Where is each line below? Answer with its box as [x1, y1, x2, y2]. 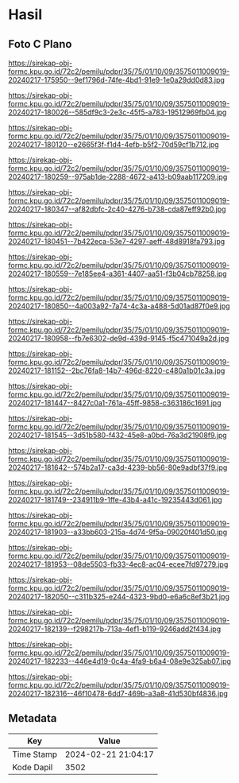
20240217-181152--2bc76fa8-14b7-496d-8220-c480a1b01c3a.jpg [8, 366, 226, 375]
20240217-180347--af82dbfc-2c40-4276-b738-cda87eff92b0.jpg [8, 204, 226, 214]
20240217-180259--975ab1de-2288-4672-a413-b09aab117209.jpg [8, 172, 228, 181]
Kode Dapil [12, 762, 53, 773]
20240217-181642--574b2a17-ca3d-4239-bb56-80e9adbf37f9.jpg [8, 463, 228, 472]
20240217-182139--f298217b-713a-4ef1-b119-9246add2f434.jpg [8, 624, 221, 634]
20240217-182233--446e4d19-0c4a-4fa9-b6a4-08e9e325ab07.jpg [8, 657, 232, 665]
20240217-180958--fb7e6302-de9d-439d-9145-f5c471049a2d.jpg [8, 334, 229, 343]
